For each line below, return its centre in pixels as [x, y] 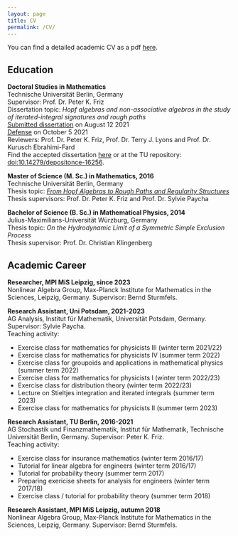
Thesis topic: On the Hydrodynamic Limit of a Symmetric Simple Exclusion [116, 227]
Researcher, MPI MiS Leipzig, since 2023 [69, 282]
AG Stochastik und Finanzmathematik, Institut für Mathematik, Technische [115, 429]
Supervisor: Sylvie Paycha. [47, 326]
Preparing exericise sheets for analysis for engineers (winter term [114, 481]
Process [20, 235]
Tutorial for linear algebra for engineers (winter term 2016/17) [107, 466]
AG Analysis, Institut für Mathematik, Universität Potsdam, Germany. [107, 318]
